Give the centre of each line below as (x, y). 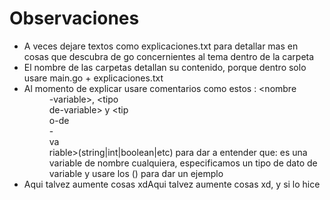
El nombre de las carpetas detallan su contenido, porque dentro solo (165, 67)
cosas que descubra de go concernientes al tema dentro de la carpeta (169, 56)
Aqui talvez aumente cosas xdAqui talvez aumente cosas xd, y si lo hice (172, 184)
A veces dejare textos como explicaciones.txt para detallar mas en (161, 46)
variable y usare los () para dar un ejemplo (136, 173)
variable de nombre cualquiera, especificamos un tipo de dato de (183, 163)
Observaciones (74, 18)
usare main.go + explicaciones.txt (93, 78)
